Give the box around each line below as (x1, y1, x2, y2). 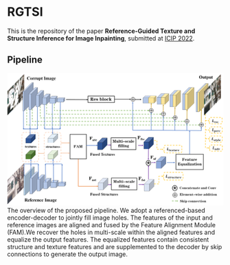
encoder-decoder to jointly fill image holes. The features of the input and (7, 214, 213, 222)
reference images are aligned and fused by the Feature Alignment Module (7, 221, 216, 229)
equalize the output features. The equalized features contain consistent (7, 235, 209, 244)
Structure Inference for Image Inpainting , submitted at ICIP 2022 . (7, 34, 195, 42)
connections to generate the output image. (7, 250, 128, 258)
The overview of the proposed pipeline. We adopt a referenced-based (7, 207, 206, 215)
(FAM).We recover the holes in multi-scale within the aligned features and (7, 228, 216, 237)
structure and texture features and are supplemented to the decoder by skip (7, 243, 222, 251)
